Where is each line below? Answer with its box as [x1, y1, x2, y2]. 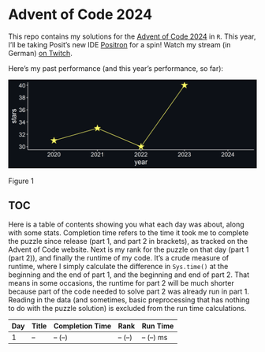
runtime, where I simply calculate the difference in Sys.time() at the [8, 262, 229, 271]
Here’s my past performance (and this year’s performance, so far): [8, 63, 223, 73]
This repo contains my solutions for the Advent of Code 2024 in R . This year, [8, 32, 256, 41]
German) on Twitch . [8, 48, 73, 58]
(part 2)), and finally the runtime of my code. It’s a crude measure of [8, 253, 230, 263]
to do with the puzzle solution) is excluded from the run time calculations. [8, 304, 247, 313]
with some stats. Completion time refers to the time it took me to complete [8, 228, 249, 238]
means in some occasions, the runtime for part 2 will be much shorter [8, 279, 234, 288]
